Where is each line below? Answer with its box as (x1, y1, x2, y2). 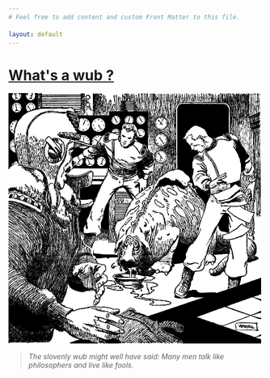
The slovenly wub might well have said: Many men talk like (27, 352, 225, 362)
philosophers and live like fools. (27, 360, 134, 370)
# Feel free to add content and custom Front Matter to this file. (8, 13, 241, 21)
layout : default (8, 30, 63, 38)
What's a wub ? (8, 66, 115, 84)
